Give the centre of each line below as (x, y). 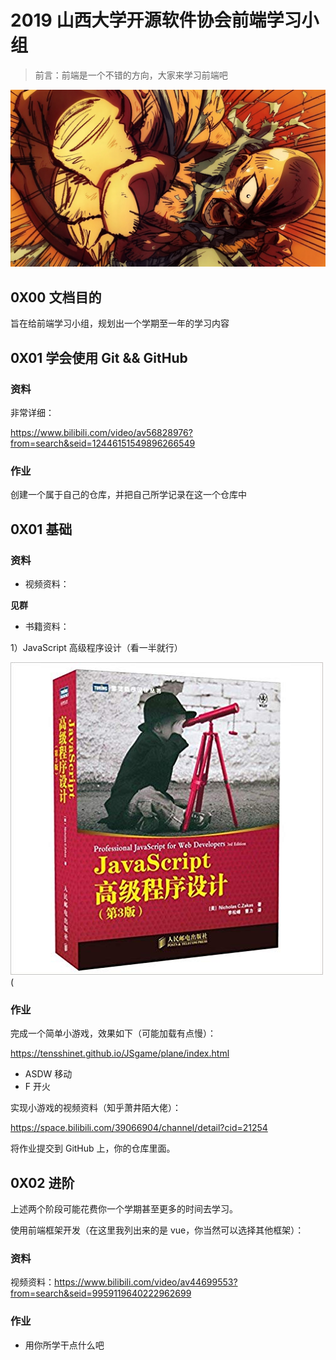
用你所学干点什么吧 (64, 1345)
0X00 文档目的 (56, 297)
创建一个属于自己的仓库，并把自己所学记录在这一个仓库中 (128, 495)
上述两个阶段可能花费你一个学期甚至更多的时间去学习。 (124, 1209)
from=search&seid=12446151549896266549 (103, 443)
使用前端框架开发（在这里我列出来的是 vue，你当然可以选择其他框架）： (157, 1230)
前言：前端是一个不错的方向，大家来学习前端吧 (131, 75)
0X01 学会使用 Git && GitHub (99, 357)
